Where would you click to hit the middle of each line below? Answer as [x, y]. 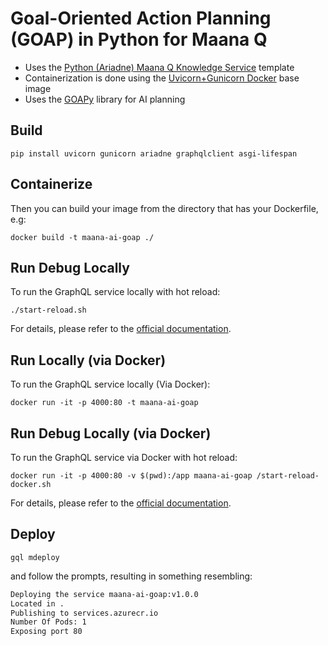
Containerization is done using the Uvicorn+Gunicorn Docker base [162, 78]
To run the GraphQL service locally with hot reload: [115, 292]
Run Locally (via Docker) [88, 360]
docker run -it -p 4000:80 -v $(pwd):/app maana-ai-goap [131, 476]
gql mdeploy [35, 557]
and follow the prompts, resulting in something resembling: [131, 576]
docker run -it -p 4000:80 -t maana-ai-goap [104, 403]
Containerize [51, 184]
